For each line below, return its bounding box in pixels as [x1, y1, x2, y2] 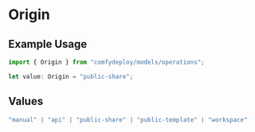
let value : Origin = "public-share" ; [8, 72, 134, 80]
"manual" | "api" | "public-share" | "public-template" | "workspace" [8, 115, 248, 124]
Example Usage [8, 37, 88, 51]
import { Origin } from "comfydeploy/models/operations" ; [8, 58, 205, 66]
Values [8, 95, 44, 108]
